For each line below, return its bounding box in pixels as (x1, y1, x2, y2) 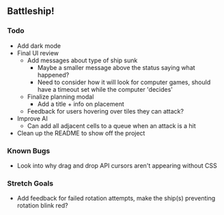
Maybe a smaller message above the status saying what (37, 63, 196, 71)
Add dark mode (16, 41, 61, 50)
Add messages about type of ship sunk (27, 56, 138, 64)
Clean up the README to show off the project (16, 129, 145, 137)
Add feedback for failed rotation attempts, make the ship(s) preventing (16, 194, 216, 203)
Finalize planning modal (27, 92, 94, 101)
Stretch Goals (7, 178, 53, 188)
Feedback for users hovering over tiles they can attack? (27, 107, 184, 115)
